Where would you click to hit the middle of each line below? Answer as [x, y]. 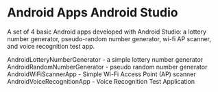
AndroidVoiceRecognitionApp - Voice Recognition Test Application [101, 81]
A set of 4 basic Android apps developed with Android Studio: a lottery [107, 32]
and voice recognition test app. [51, 46]
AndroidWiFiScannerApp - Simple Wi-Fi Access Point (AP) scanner [102, 74]
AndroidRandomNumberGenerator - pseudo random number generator [107, 67]
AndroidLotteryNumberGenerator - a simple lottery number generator [105, 59]
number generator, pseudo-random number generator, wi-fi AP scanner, [109, 38]
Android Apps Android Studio [93, 13]
